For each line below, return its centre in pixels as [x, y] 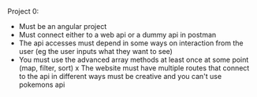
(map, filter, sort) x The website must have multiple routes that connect [134, 68]
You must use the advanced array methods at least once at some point [134, 59]
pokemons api [42, 84]
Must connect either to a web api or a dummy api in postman [117, 35]
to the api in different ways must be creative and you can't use [120, 76]
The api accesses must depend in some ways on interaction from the [131, 43]
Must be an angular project [63, 26]
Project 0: [23, 11]
